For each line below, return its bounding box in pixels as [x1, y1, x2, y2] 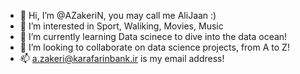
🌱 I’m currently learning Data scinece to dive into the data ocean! [19, 31, 288, 42]
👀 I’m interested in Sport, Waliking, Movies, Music [19, 20, 224, 32]
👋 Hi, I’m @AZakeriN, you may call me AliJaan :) [19, 10, 217, 21]
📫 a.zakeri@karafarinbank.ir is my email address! [19, 53, 225, 64]
